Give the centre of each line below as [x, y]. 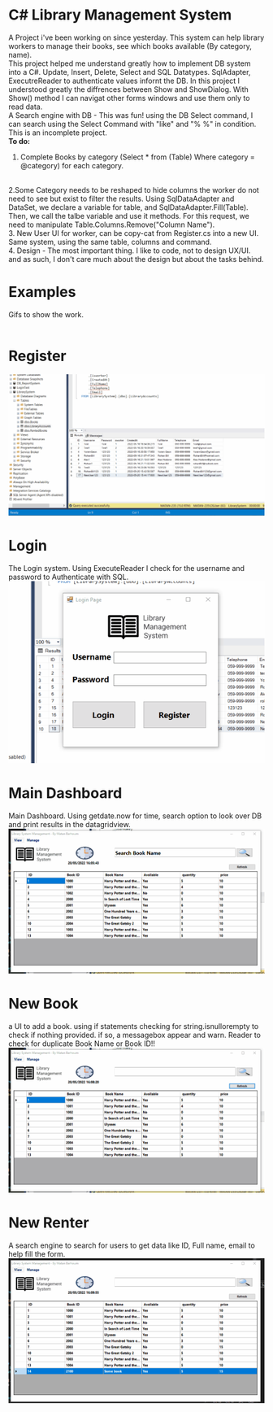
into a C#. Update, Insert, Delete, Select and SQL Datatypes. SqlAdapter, [130, 72]
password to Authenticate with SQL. [69, 577]
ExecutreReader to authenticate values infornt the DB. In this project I [124, 81]
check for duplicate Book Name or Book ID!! [82, 1044]
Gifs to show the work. [46, 314]
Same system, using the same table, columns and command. [110, 242]
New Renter [49, 1223]
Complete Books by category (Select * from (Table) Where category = [138, 157]
